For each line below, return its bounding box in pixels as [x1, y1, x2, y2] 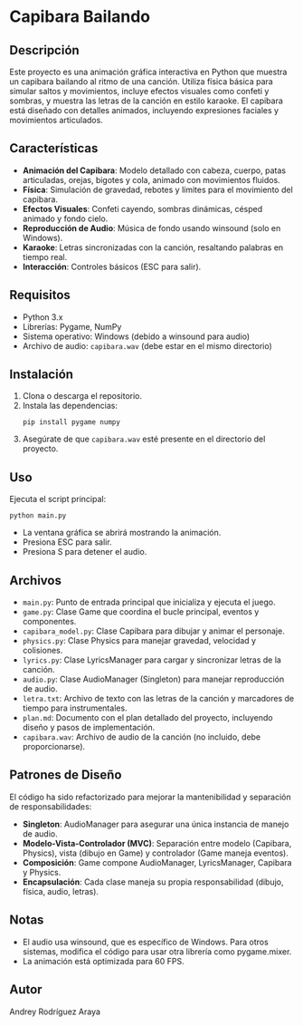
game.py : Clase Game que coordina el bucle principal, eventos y [22, 606, 260, 617]
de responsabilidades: [9, 800, 92, 812]
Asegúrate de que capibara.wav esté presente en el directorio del [22, 433, 266, 445]
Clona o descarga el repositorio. [22, 391, 143, 402]
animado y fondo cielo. [22, 213, 109, 224]
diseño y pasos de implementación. [22, 722, 156, 733]
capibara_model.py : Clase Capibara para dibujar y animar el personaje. [22, 625, 285, 636]
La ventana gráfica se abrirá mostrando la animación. [22, 528, 222, 538]
